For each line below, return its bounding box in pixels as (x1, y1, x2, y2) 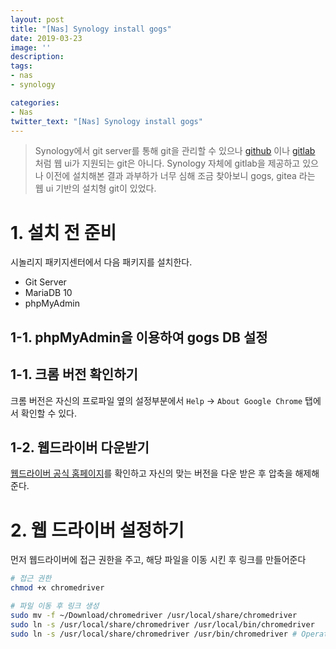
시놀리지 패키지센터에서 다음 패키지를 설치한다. (10, 256, 193, 268)
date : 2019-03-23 (10, 33, 83, 43)
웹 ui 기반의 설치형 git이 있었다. (34, 182, 157, 195)
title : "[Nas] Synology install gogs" (10, 24, 172, 34)
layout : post (10, 14, 65, 25)
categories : (10, 97, 60, 108)
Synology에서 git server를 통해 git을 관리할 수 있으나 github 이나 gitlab (34, 145, 316, 157)
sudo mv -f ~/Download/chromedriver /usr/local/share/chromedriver (10, 610, 298, 620)
